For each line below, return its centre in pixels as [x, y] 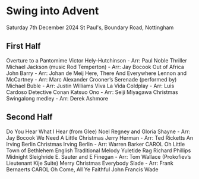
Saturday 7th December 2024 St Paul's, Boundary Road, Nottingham [90, 27]
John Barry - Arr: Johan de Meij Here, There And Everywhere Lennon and [97, 73]
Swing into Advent [53, 11]
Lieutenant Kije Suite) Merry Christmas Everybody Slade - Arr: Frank [90, 163]
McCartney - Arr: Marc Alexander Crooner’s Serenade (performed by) [91, 79]
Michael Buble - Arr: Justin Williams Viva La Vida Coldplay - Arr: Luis [90, 86]
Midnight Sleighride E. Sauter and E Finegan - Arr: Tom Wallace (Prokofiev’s [99, 156]
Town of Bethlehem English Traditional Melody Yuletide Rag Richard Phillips [99, 150]
